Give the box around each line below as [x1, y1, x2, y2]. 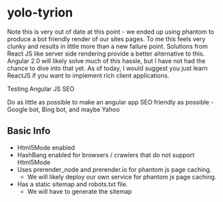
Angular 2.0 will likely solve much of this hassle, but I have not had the [7, 56, 206, 65]
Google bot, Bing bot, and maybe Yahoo [7, 105, 120, 113]
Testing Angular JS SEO [7, 85, 75, 93]
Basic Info [7, 125, 51, 137]
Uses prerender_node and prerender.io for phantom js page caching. [16, 165, 212, 173]
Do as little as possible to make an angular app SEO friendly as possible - [7, 98, 214, 106]
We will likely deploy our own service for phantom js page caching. [27, 172, 217, 181]
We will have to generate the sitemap [27, 187, 132, 195]
